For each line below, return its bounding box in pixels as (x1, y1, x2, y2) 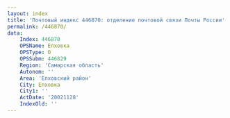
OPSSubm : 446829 (19, 56, 67, 62)
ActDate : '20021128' (19, 94, 79, 101)
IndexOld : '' (19, 101, 58, 108)
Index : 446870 (19, 36, 60, 43)
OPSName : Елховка (19, 42, 70, 49)
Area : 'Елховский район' (19, 74, 92, 82)
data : (7, 29, 23, 37)
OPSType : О (19, 49, 51, 56)
